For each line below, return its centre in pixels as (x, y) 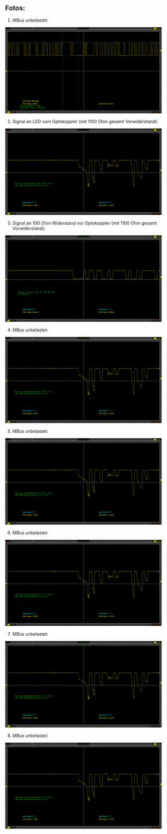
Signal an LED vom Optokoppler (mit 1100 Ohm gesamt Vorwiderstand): (85, 122)
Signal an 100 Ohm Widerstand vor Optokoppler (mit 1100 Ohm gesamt (84, 223)
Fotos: (15, 8)
